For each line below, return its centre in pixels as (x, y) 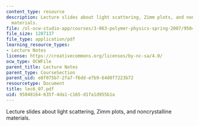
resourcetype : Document (36, 84)
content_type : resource (36, 12)
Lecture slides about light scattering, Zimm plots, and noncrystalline (89, 111)
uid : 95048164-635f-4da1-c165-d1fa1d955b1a (61, 94)
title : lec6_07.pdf (30, 89)
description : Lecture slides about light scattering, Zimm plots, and (95, 17)
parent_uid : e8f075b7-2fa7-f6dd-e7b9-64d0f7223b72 (70, 78)
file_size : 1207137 (30, 34)
